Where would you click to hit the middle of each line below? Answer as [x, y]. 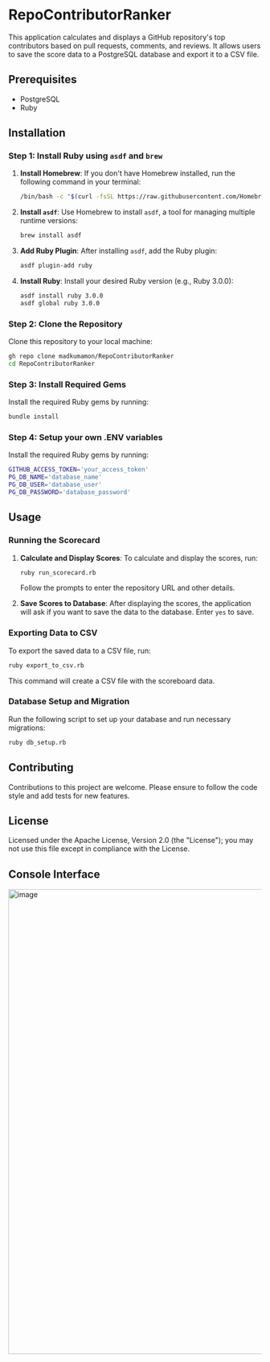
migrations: [27, 728]
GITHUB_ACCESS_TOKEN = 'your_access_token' [79, 470]
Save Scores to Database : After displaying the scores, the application [135, 604]
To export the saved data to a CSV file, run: [80, 650]
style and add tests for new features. [69, 795]
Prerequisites [43, 79]
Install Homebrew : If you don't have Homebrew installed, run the [127, 173]
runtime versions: [49, 221]
